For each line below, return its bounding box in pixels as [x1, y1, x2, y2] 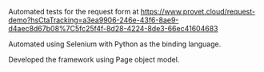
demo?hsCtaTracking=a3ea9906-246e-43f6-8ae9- [8, 15, 179, 25]
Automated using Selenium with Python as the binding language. [8, 39, 222, 49]
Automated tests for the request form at [8, 7, 139, 16]
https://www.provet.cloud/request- [140, 7, 256, 16]
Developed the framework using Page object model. [8, 55, 180, 64]
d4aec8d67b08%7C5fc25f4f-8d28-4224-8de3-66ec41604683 [8, 24, 218, 33]
